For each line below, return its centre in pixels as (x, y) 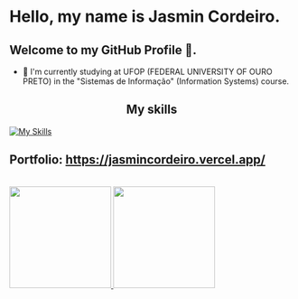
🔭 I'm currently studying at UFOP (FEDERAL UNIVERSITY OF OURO (147, 71)
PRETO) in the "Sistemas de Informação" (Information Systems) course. (156, 81)
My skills (152, 110)
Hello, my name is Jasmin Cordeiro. (145, 17)
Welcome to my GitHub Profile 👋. (103, 50)
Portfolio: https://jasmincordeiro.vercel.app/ (138, 160)
